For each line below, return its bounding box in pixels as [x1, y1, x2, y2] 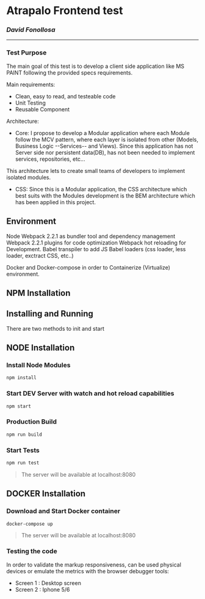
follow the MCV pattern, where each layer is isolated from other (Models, [15, 136, 199, 143]
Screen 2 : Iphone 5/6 [15, 586, 70, 593]
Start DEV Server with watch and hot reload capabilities [6, 389, 174, 398]
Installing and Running [6, 309, 93, 319]
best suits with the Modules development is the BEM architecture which [15, 192, 195, 199]
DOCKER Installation [6, 488, 86, 499]
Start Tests [6, 446, 40, 454]
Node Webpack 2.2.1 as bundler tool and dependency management [6, 232, 176, 240]
